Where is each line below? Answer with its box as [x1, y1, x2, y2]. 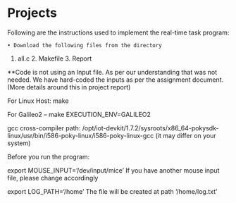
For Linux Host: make [7, 97, 69, 105]
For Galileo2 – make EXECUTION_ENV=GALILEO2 [7, 110, 151, 118]
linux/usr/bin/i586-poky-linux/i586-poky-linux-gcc [7, 131, 154, 140]
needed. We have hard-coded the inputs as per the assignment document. [7, 75, 224, 84]
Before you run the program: [7, 152, 90, 161]
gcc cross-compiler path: [7, 123, 81, 132]
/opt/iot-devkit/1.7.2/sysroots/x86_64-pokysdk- [82, 123, 220, 132]
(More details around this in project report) [7, 82, 131, 91]
